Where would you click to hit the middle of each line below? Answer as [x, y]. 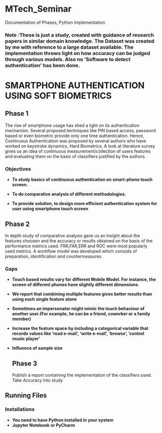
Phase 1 [17, 113]
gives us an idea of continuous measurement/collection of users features [78, 151]
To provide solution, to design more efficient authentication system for [84, 204]
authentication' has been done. [43, 65]
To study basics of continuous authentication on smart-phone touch [82, 180]
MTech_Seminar [38, 9]
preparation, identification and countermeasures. [54, 256]
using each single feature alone [44, 299]
